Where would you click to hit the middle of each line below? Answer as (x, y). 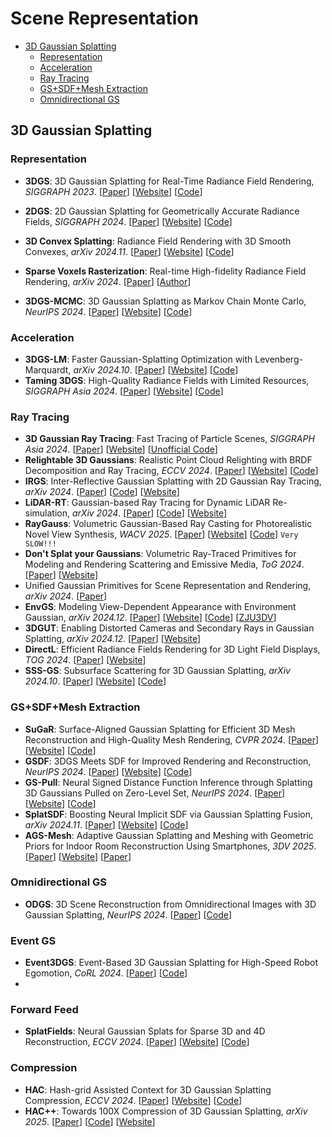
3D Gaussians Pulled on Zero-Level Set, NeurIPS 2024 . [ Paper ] (155, 793)
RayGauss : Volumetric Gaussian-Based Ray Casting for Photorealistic (168, 524)
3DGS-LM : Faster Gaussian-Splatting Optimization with (138, 359)
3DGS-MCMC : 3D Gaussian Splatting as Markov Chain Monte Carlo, (165, 301)
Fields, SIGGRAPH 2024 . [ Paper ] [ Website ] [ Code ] (128, 221)
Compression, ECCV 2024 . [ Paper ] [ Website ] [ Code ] (133, 1100)
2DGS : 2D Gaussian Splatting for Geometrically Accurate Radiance (162, 211)
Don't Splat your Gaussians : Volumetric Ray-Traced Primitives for (160, 554)
